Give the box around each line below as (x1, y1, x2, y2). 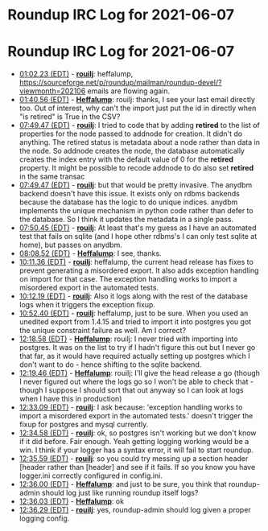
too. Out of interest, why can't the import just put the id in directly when (19, 103, 257, 113)
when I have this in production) (19, 394, 122, 404)
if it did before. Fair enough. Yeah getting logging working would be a (19, 437, 249, 447)
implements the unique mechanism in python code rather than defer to (19, 206, 254, 216)
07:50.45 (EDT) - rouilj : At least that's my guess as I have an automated (19, 223, 257, 233)
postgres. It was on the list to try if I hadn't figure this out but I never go (19, 343, 256, 352)
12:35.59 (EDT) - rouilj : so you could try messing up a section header (19, 454, 249, 463)
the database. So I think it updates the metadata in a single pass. (19, 215, 234, 224)
